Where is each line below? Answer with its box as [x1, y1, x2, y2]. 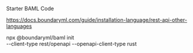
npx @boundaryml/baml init [6, 34, 75, 41]
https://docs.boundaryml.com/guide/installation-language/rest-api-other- [6, 16, 188, 23]
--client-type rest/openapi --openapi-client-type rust [6, 41, 137, 47]
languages [6, 23, 32, 29]
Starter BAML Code [6, 5, 54, 12]
